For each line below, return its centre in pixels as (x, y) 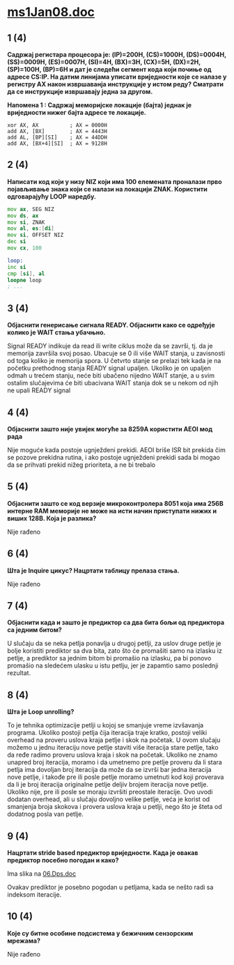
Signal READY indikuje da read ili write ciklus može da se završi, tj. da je (110, 346)
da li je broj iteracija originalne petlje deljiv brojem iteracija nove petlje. (108, 785)
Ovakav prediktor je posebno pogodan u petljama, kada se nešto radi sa (110, 887)
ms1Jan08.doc (51, 12)
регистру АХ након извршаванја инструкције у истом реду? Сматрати (116, 84)
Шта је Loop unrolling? (41, 712)
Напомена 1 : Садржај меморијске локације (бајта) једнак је (100, 105)
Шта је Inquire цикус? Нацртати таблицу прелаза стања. (93, 570)
